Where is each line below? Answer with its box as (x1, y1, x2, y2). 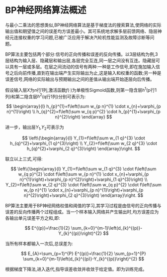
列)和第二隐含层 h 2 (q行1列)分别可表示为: (5, 93, 86, 100)
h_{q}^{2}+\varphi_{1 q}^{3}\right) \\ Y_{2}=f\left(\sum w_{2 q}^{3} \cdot (9, 140, 158, 146)
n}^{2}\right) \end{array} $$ (55, 114, 112, 120)
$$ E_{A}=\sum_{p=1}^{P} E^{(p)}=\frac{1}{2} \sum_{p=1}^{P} (20, 251, 147, 257)
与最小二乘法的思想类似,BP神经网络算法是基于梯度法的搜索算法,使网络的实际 (5, 22, 162, 28)
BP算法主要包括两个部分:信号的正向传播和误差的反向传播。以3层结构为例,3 (5, 51, 158, 57)
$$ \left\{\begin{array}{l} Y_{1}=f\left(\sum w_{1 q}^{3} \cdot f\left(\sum (10, 166, 157, 172)
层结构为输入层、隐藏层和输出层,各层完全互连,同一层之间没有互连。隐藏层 (5, 57, 156, 63)
